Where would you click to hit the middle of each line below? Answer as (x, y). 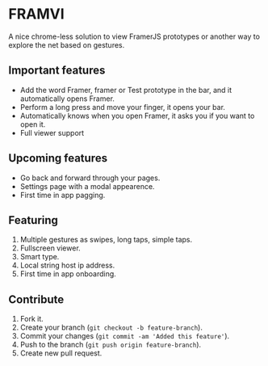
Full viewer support (52, 133)
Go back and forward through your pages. (90, 178)
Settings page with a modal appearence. (87, 186)
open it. (33, 124)
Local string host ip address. (67, 265)
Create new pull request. (61, 353)
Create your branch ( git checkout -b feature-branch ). (111, 327)
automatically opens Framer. (67, 99)
